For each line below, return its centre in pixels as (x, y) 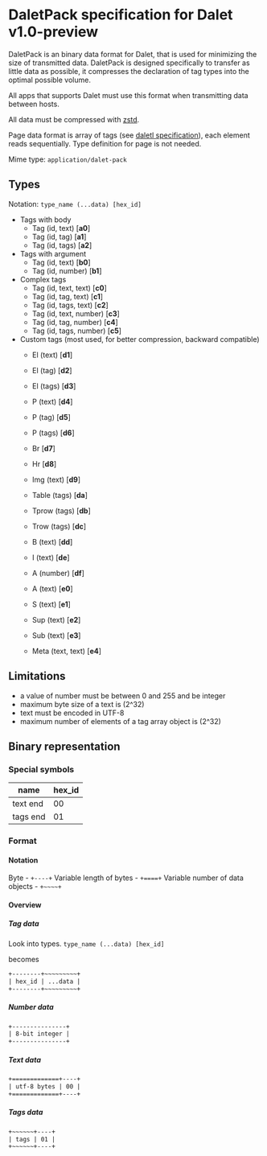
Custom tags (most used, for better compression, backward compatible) (140, 339)
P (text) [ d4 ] (52, 401)
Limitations (37, 676)
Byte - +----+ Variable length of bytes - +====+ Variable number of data (126, 878)
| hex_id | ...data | (45, 981)
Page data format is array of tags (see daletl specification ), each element (129, 135)
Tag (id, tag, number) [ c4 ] (75, 322)
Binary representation (64, 746)
